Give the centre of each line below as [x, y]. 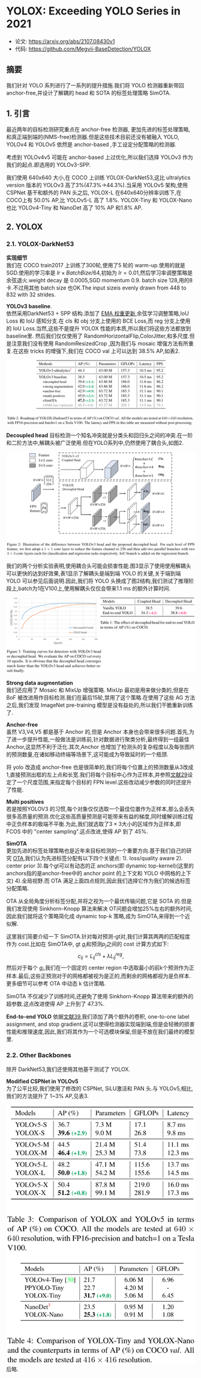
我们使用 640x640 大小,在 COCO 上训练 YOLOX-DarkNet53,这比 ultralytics [98, 177]
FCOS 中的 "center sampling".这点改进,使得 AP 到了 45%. [77, 831]
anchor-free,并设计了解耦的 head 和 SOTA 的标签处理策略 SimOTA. [88, 93]
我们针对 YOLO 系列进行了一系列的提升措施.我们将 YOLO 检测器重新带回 [95, 85]
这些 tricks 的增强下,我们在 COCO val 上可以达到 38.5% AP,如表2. [99, 351]
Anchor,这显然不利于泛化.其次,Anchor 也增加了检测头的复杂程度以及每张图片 [100, 747]
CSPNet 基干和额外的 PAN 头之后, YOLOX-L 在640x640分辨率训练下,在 [94, 192]
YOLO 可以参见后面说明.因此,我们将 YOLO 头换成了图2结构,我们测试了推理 [97, 581]
